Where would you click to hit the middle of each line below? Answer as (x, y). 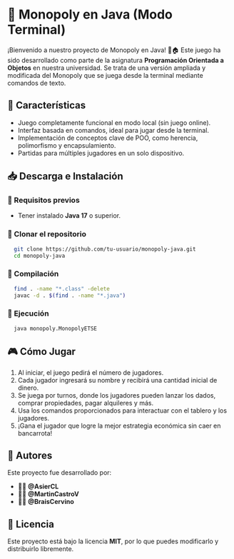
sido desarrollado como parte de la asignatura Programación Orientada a (116, 60)
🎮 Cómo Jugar (42, 352)
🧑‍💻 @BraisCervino (46, 502)
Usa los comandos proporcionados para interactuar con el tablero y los (122, 411)
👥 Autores (30, 455)
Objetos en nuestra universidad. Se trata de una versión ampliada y (107, 68)
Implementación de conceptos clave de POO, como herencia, (108, 138)
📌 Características (47, 105)
